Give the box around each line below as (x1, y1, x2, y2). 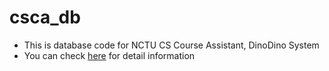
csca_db (9, 6, 81, 29)
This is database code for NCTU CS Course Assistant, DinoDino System (23, 39, 320, 51)
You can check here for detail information (23, 49, 196, 61)
